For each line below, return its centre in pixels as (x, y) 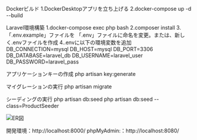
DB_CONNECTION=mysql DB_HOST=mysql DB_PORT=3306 (80, 49)
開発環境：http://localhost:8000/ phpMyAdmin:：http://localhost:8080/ (93, 131)
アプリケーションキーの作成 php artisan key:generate (71, 74)
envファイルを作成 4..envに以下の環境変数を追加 (72, 42)
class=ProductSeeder (33, 106)
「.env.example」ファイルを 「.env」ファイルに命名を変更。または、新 (93, 35)
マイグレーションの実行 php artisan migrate (59, 87)
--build (15, 15)
